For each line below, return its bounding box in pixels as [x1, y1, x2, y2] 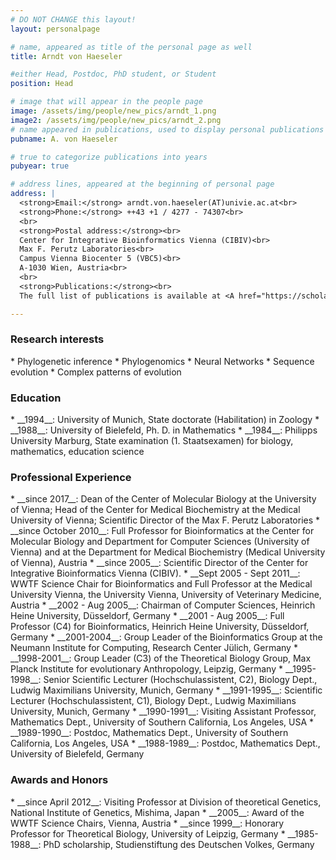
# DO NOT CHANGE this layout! [10, 14, 137, 25]
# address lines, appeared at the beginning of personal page [10, 179, 275, 190]
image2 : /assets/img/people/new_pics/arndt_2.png [10, 115, 222, 125]
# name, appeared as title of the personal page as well [10, 42, 253, 52]
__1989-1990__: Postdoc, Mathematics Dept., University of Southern [10, 727, 289, 739]
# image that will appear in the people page [10, 97, 203, 107]
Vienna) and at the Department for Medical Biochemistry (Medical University [10, 546, 326, 558]
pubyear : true [10, 161, 70, 171]
